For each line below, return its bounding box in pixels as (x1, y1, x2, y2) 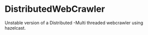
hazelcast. (4, 25, 26, 31)
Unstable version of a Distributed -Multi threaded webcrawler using (4, 20, 143, 26)
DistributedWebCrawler (4, 3, 105, 15)
